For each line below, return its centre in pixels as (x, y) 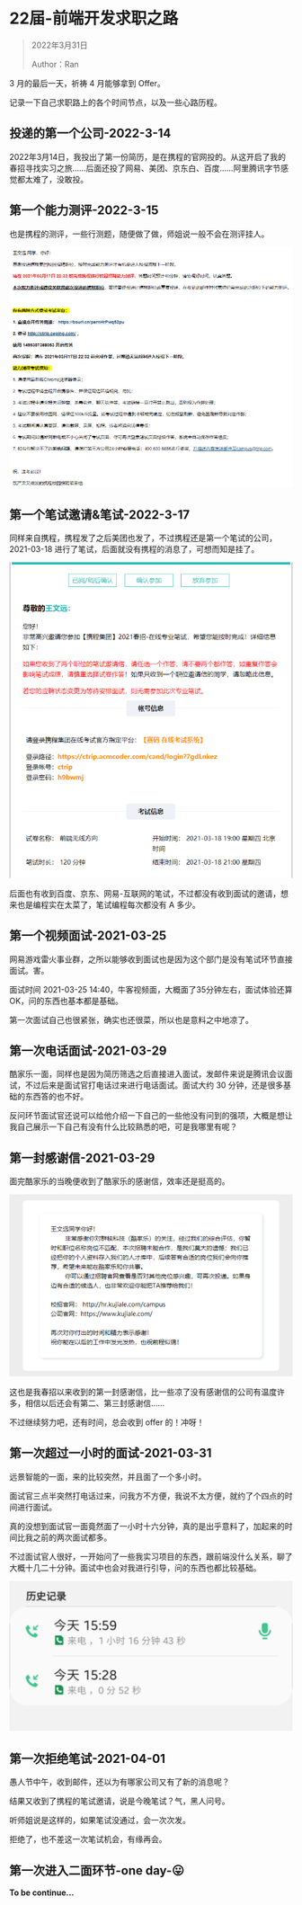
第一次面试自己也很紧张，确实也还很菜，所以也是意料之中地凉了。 (131, 1019)
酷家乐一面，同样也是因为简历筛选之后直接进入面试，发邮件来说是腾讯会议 (147, 1074)
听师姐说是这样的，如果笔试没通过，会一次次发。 (100, 1820)
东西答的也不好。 (56, 1097)
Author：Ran (55, 64)
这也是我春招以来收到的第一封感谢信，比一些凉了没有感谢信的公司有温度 (143, 1392)
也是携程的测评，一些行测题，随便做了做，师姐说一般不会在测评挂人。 (139, 234)
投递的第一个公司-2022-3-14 (90, 134)
